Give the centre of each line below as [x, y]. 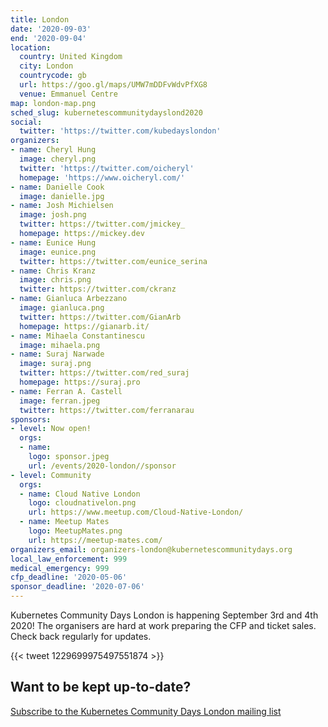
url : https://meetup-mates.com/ [95, 540]
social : [26, 122]
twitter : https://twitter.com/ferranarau [107, 410]
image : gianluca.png [62, 308]
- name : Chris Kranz [53, 271]
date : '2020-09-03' [51, 29]
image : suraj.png [55, 364]
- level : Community [51, 475]
